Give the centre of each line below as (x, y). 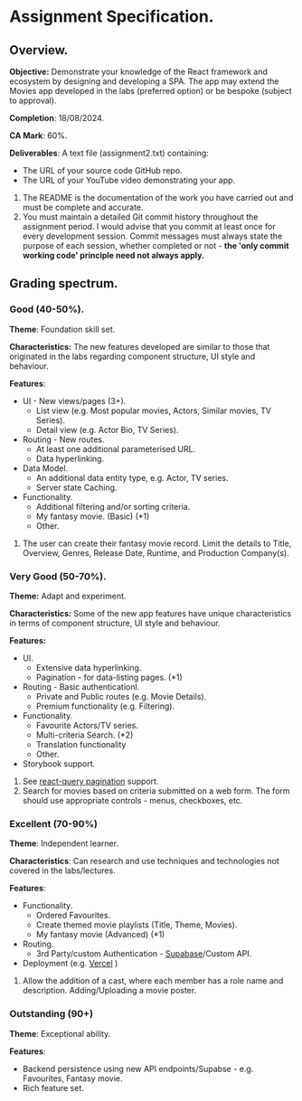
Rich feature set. (53, 1087)
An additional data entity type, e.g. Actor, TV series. (132, 477)
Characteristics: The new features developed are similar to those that (140, 346)
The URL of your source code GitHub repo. (102, 170)
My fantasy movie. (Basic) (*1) (93, 516)
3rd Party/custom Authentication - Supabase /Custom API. (144, 954)
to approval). (33, 100)
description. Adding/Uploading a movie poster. (109, 991)
